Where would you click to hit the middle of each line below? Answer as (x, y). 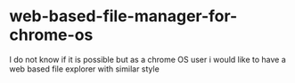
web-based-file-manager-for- (123, 16)
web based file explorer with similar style (85, 69)
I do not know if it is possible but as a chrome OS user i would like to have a (148, 59)
